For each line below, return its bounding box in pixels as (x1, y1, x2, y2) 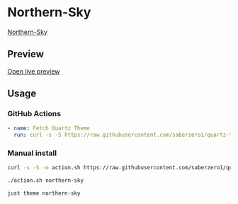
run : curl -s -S (13, 132, 62, 139)
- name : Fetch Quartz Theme (7, 125, 91, 132)
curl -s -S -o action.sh (7, 164, 81, 171)
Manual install (7, 148, 57, 158)
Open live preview (7, 67, 60, 75)
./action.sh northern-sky (7, 177, 84, 184)
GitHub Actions (7, 109, 62, 119)
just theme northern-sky (7, 190, 81, 197)
